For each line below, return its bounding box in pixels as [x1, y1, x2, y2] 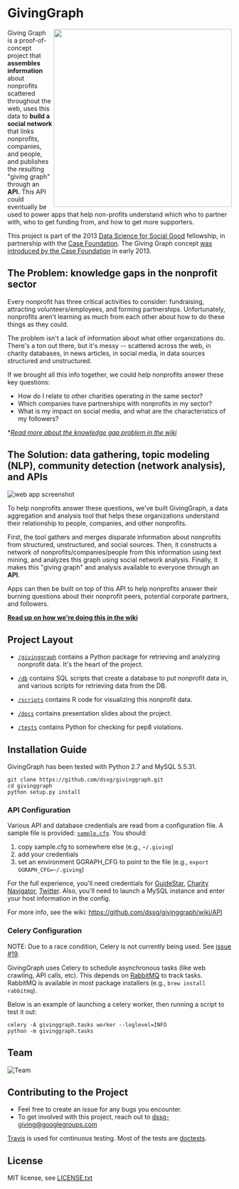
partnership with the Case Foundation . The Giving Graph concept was [7, 239, 213, 247]
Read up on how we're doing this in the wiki [7, 613, 138, 622]
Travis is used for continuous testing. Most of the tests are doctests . [7, 1134, 208, 1143]
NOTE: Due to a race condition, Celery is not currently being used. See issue [7, 942, 232, 950]
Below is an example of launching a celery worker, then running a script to [7, 1000, 225, 1008]
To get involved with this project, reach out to [17, 1113, 151, 1121]
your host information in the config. [7, 894, 111, 903]
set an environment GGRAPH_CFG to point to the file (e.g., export [17, 858, 209, 866]
